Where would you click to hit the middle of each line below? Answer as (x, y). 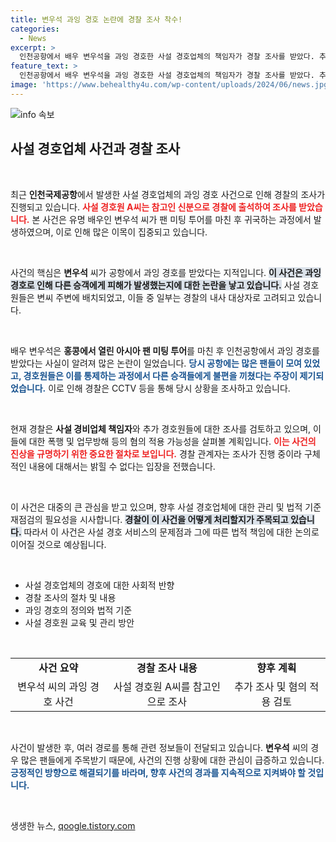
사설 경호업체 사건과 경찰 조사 (95, 149)
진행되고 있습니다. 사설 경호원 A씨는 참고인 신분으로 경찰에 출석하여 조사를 (153, 207)
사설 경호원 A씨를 (152, 686)
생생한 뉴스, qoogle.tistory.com (73, 825)
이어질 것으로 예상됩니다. (58, 544)
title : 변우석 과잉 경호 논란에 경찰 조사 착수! (96, 19)
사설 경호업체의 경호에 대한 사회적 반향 (99, 585)
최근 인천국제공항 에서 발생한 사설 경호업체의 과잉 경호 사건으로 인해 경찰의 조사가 (168, 194)
